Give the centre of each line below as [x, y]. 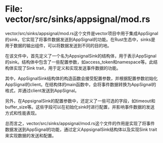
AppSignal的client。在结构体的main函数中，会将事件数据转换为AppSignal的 [81, 84]
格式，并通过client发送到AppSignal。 [42, 90]
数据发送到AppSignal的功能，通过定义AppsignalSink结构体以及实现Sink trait [81, 129]
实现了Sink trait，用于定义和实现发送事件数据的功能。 [67, 68]
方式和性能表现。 [22, 113]
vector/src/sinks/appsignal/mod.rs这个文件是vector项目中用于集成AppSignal [82, 33]
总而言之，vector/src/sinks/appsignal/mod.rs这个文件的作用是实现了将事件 [80, 123]
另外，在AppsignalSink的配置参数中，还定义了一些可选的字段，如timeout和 [80, 101]
